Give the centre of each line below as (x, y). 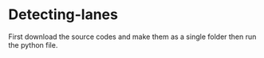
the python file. (33, 44)
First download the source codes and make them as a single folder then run (132, 37)
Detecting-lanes (63, 15)
